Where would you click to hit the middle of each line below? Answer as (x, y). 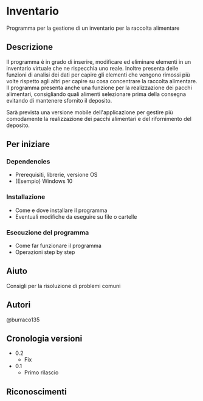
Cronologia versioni (44, 339)
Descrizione (30, 47)
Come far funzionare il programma (58, 246)
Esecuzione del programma (48, 232)
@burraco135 (23, 320)
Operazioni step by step (45, 252)
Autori (19, 305)
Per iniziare (28, 144)
